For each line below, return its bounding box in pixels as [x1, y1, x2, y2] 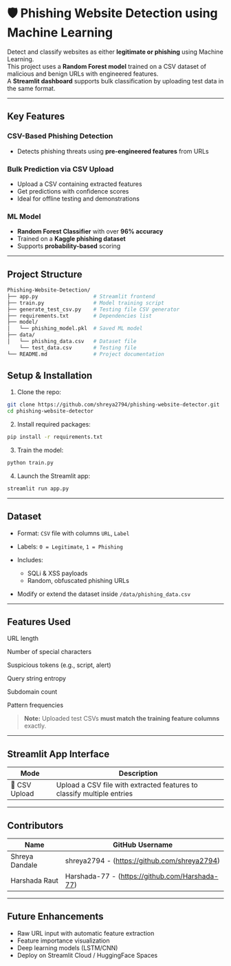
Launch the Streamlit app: [16, 471, 91, 480]
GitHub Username [113, 840, 173, 850]
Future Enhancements [7, 911, 104, 923]
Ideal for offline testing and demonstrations [16, 194, 140, 203]
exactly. [23, 721, 47, 730]
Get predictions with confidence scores [16, 187, 129, 195]
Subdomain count [7, 688, 58, 696]
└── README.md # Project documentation [7, 351, 165, 358]
